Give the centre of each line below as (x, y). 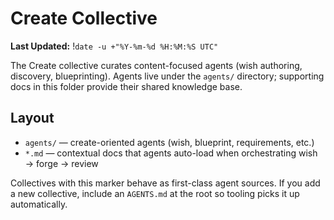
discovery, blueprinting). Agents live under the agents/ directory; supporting (167, 76)
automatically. (39, 204)
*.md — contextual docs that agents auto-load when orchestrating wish (171, 153)
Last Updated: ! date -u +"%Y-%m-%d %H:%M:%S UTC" (114, 46)
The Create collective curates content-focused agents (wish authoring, (156, 65)
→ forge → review (61, 163)
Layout (32, 118)
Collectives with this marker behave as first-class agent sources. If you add (165, 183)
